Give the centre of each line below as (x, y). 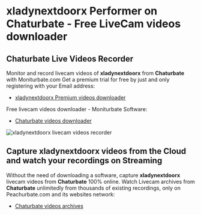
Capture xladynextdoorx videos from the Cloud (96, 151)
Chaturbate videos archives (49, 206)
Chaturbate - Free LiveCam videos (94, 24)
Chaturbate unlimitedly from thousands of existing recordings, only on (94, 188)
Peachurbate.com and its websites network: (61, 194)
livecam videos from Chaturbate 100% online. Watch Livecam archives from (100, 181)
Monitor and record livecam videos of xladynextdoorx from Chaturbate (95, 73)
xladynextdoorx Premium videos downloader (70, 98)
